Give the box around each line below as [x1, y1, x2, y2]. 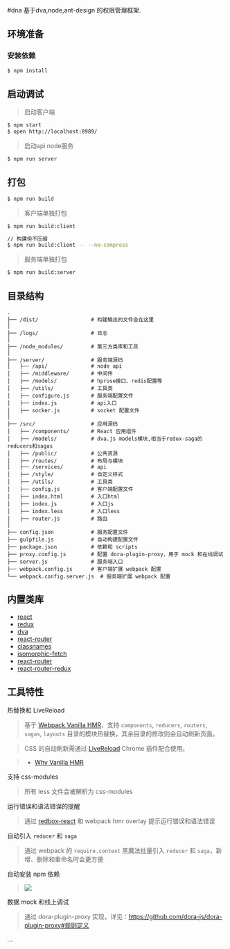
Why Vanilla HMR [34, 758, 85, 766]
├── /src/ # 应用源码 [7, 421, 118, 428]
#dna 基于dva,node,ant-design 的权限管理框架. [7, 6, 141, 14]
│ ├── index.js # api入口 [7, 400, 117, 407]
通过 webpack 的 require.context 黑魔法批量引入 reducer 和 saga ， [24, 846, 216, 854]
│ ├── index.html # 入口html [7, 493, 121, 500]
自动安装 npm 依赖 [7, 870, 60, 878]
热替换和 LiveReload [7, 706, 65, 714]
